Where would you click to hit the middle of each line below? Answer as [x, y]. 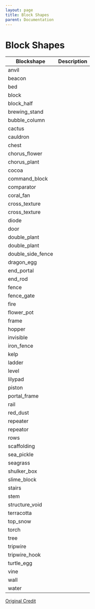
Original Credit [21, 601]
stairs [15, 488]
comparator [22, 187]
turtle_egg [20, 563]
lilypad [16, 380]
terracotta [20, 513]
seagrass [19, 463]
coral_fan [19, 195]
